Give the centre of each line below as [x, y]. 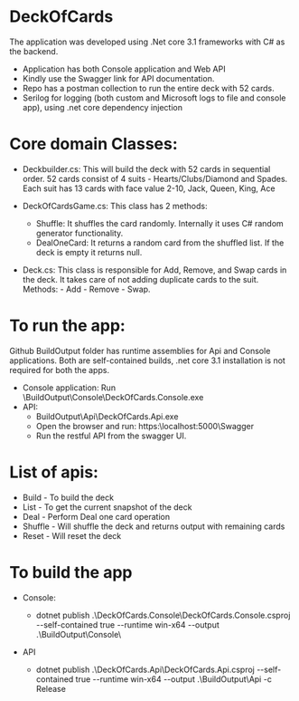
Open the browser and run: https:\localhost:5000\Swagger [145, 426]
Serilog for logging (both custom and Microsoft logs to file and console [154, 98]
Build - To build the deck [68, 497]
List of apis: [54, 472]
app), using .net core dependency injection [103, 107]
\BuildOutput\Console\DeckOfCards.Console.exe [113, 397]
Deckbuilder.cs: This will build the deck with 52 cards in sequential [146, 168]
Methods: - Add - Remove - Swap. [86, 289]
